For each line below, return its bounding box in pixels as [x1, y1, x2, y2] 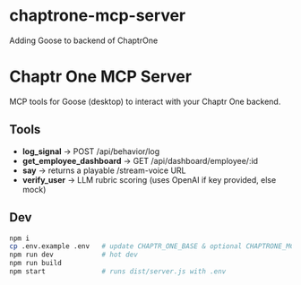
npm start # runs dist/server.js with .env [9, 267, 227, 276]
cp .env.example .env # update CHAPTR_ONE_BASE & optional [9, 242, 243, 251]
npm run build [9, 259, 63, 268]
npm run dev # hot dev [9, 250, 139, 260]
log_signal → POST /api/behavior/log [21, 145, 160, 157]
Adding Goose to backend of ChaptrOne [9, 35, 159, 46]
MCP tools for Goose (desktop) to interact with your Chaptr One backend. [9, 96, 281, 107]
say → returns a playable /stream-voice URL [21, 165, 186, 176]
